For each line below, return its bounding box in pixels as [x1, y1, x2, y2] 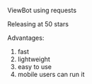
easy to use [17, 63, 52, 70]
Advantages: [7, 33, 45, 42]
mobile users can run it [17, 70, 85, 78]
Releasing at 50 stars [7, 20, 69, 28]
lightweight [17, 55, 51, 63]
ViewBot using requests [7, 6, 76, 14]
